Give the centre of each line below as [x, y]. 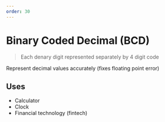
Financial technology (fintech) [51, 113]
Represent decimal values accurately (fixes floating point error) [83, 68]
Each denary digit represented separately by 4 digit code [90, 57]
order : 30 [18, 11]
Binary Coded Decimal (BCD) [78, 40]
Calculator [27, 101]
